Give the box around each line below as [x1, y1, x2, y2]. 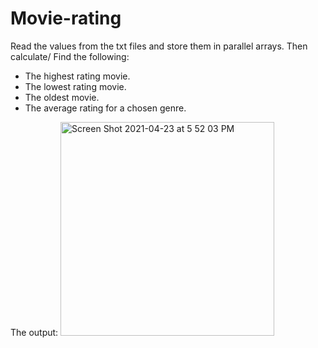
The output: [10, 326, 59, 338]
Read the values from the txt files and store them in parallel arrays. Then [10, 40, 308, 52]
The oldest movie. [24, 91, 100, 103]
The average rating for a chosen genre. [24, 102, 187, 114]
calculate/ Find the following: [10, 50, 130, 62]
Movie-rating [10, 7, 122, 30]
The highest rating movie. [24, 70, 131, 82]
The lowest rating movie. [24, 80, 127, 92]
